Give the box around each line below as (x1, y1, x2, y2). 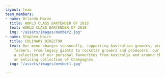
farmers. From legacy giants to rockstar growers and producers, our (14, 48, 160, 53)
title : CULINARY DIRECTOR (9, 39, 63, 44)
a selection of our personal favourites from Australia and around (14, 52, 155, 58)
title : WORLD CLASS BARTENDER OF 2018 (9, 20, 89, 26)
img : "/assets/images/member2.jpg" (9, 30, 82, 35)
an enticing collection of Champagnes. (14, 57, 96, 62)
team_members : (5, 12, 34, 17)
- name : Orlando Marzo (5, 16, 52, 21)
